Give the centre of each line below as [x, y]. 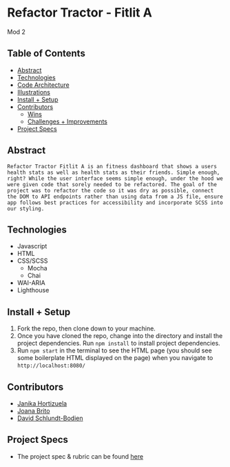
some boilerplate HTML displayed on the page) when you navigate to [115, 358]
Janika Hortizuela [42, 404]
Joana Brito [33, 411]
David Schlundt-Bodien [50, 418]
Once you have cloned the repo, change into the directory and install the [120, 336]
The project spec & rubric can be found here [80, 456]
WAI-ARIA [31, 283]
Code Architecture [43, 85]
